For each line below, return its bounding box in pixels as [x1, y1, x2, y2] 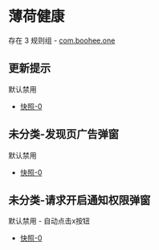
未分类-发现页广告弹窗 [8, 127, 119, 141]
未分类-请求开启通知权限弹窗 [8, 193, 151, 206]
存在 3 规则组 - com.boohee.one [8, 35, 116, 45]
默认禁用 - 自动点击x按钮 [8, 216, 90, 226]
